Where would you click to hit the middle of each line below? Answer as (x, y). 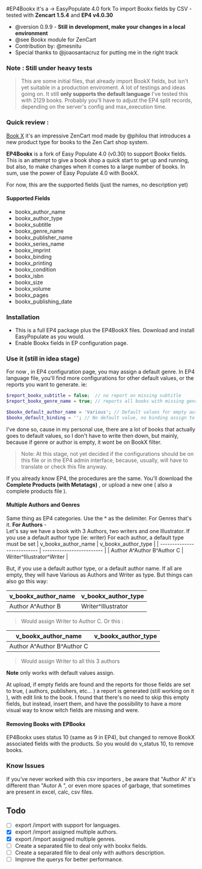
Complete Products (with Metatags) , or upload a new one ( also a (89, 484)
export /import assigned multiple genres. (65, 839)
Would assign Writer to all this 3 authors (70, 661)
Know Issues (26, 766)
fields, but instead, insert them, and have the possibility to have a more (94, 704)
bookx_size (29, 282)
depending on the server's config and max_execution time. (94, 107)
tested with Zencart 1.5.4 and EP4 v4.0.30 (60, 15)
